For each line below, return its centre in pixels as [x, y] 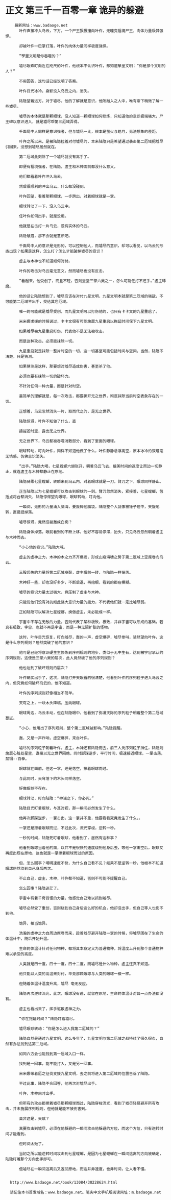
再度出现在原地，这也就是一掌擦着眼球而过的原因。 [51, 853]
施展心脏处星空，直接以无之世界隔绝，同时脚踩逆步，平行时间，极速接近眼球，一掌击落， [85, 753]
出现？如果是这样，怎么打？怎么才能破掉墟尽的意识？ [57, 251]
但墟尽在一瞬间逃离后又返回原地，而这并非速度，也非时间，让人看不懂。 [83, 1169]
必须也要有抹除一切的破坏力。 [45, 376]
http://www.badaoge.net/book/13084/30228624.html [64, 1182]
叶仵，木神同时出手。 [38, 1093]
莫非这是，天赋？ [34, 1118]
